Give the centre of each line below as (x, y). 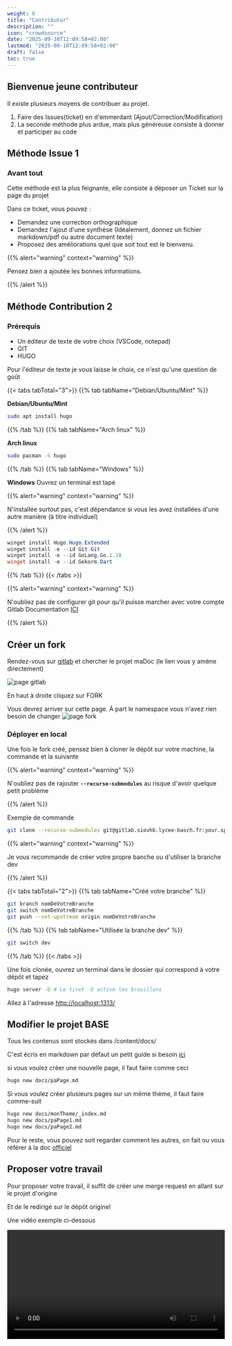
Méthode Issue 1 (43, 153)
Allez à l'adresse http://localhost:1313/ (61, 1002)
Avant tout (25, 172)
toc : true (21, 59)
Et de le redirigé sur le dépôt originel (59, 1207)
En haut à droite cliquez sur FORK (55, 696)
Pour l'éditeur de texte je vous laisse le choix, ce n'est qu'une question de (112, 369)
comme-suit (25, 1101)
